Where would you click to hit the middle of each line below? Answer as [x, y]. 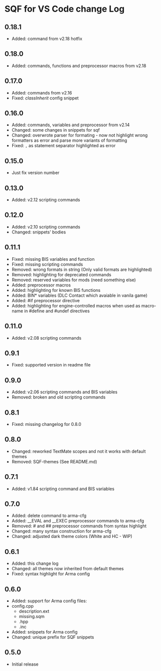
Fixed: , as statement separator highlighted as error [63, 146]
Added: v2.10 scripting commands [46, 227]
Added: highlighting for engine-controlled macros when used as [76, 306]
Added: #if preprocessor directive [46, 300]
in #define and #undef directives [57, 311]
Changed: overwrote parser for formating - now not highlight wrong [80, 135]
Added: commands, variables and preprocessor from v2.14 [70, 125]
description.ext [34, 611]
